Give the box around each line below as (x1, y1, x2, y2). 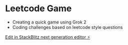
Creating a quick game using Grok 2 (12, 19, 87, 25)
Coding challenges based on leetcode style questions (12, 24, 123, 30)
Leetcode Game (5, 3, 72, 14)
